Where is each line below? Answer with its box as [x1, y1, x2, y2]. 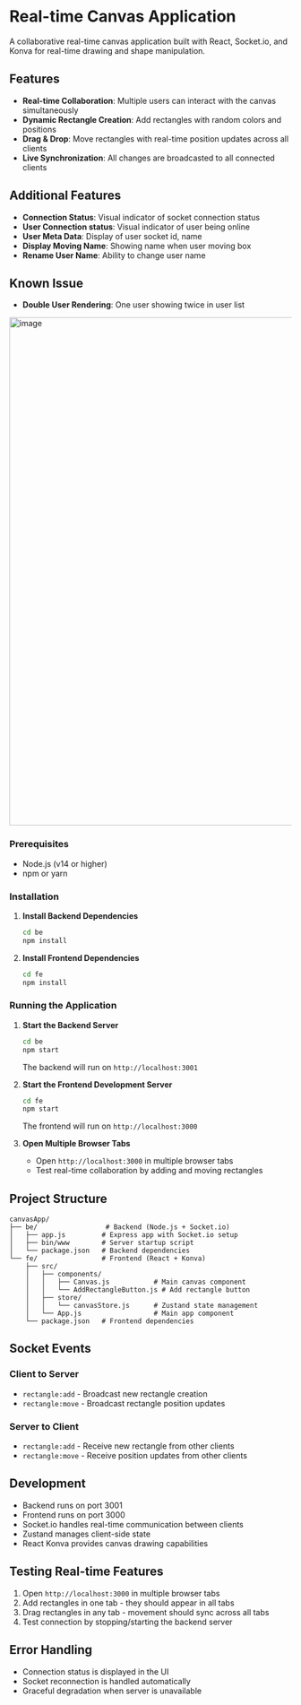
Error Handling [9, 1642, 92, 1657]
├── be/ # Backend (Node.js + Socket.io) [9, 1223, 230, 1232]
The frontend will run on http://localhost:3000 [21, 1121, 198, 1131]
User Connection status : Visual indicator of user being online [21, 221, 251, 232]
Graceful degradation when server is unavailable [21, 1685, 202, 1696]
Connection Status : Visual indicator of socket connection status [21, 212, 261, 222]
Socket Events [9, 1341, 91, 1356]
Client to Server [9, 1368, 79, 1380]
